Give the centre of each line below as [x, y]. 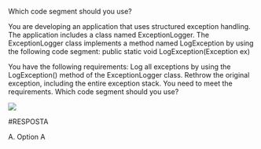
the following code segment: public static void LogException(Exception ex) [129, 51]
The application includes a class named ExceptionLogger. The [109, 35]
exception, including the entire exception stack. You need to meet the [121, 83]
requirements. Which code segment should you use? [94, 92]
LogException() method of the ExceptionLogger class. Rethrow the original [129, 75]
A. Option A [27, 137]
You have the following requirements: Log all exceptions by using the [119, 67]
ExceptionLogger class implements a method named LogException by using [131, 43]
